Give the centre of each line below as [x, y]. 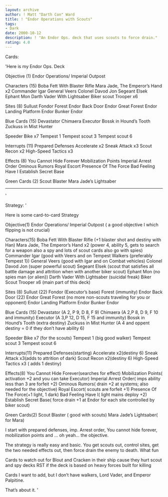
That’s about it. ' [22, 490]
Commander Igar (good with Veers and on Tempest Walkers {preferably [79, 255]
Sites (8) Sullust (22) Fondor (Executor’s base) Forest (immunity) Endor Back [84, 292]
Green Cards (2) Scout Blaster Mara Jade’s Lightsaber [61, 181]
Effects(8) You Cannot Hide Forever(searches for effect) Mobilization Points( [84, 373]
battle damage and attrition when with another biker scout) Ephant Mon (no [83, 271]
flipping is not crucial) [27, 230]
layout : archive [22, 10]
